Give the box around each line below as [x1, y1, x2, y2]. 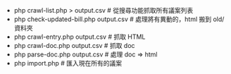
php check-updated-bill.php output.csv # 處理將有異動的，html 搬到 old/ [13, 15, 225, 23]
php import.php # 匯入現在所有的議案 [13, 59, 123, 67]
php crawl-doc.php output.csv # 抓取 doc [13, 42, 135, 49]
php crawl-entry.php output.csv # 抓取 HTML [13, 32, 146, 41]
